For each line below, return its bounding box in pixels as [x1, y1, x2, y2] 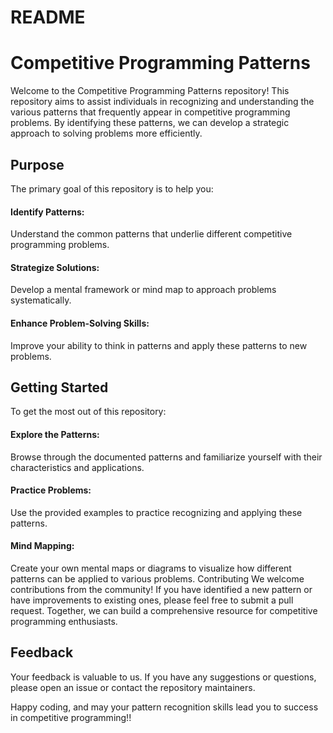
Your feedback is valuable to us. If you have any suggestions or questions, [10, 671, 317, 683]
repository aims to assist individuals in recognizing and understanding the [10, 96, 315, 108]
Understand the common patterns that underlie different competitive [10, 228, 293, 240]
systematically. [10, 294, 72, 306]
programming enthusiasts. [10, 615, 118, 627]
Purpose [10, 156, 65, 173]
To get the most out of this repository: [10, 406, 167, 418]
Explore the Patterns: [10, 428, 100, 440]
